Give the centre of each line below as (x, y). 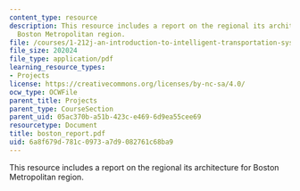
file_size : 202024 (43, 51)
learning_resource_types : (57, 68)
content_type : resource (54, 17)
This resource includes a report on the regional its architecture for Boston (144, 167)
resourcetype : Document (54, 126)
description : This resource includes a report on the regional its (137, 26)
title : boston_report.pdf (57, 134)
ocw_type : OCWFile (43, 92)
